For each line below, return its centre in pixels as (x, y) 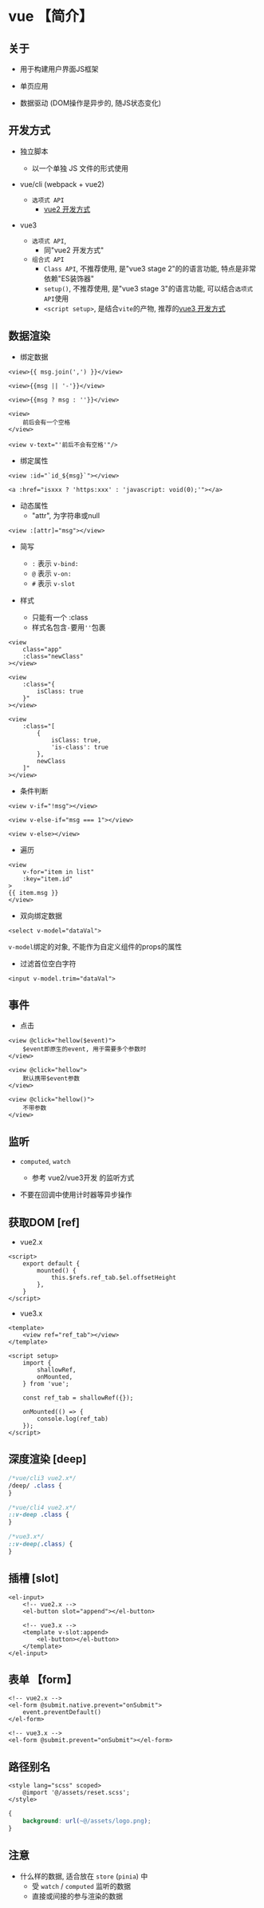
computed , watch (45, 1162)
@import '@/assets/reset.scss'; (76, 1793)
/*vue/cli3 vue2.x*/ (43, 1478)
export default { (51, 1264)
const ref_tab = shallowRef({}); (78, 1398)
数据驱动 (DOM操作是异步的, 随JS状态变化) (91, 103)
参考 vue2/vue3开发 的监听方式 (83, 1178)
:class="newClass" (53, 656)
